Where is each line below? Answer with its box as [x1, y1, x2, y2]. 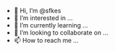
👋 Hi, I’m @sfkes [13, 7, 61, 14]
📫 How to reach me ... [13, 37, 79, 44]
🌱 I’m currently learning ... [13, 21, 89, 29]
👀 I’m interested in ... [13, 14, 73, 22]
